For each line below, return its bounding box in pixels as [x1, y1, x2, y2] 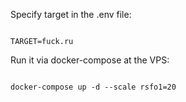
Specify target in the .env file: [10, 9, 132, 20]
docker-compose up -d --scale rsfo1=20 [10, 82, 177, 92]
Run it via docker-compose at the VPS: [10, 54, 170, 66]
